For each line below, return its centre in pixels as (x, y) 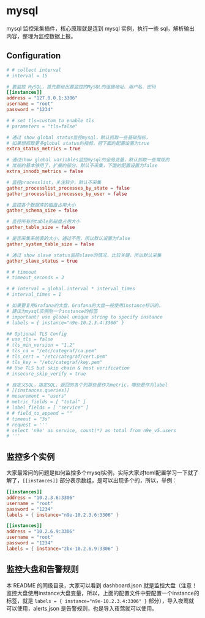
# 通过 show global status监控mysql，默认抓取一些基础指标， (79, 137)
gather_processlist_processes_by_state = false (68, 188)
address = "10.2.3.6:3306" (41, 498)
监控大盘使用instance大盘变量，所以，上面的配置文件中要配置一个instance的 (103, 593)
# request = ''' (27, 425)
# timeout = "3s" (28, 419)
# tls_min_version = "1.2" (41, 345)
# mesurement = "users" (37, 396)
